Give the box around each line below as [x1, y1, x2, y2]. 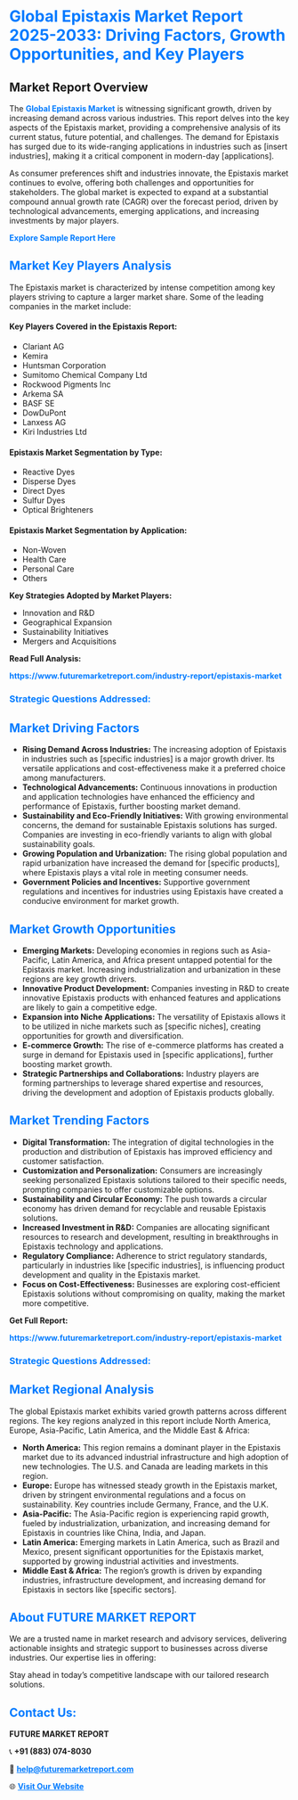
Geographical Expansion [21, 617, 113, 628]
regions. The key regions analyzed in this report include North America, [9, 1415, 271, 1426]
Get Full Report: [9, 1315, 68, 1326]
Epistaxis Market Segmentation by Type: [9, 447, 163, 457]
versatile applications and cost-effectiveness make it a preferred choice [21, 763, 286, 774]
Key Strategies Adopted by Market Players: [9, 590, 173, 601]
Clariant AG [21, 341, 65, 352]
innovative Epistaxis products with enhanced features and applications [21, 992, 282, 1003]
